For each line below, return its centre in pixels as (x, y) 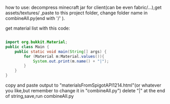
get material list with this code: (38, 28)
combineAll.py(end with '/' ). (35, 18)
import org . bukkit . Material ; (36, 42)
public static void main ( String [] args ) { (61, 51)
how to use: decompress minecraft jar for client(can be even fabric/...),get (83, 7)
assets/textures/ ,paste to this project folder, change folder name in (77, 13)
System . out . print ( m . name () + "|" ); (71, 61)
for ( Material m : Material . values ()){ (64, 56)
